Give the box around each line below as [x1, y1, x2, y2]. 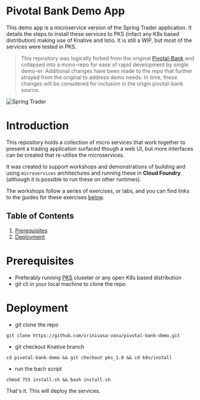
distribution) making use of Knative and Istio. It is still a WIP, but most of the [6, 36, 192, 44]
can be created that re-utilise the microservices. [6, 151, 125, 158]
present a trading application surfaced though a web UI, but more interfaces [6, 145, 193, 152]
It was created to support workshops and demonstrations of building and [6, 163, 186, 170]
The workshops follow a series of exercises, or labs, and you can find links [6, 187, 190, 194]
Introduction [6, 119, 69, 133]
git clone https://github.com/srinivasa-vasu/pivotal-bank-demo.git [6, 332, 180, 338]
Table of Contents [6, 211, 75, 221]
